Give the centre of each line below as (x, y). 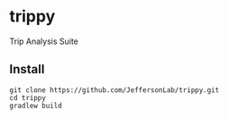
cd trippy (28, 98)
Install (27, 69)
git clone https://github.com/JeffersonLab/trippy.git (114, 90)
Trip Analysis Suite (44, 41)
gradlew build (36, 106)
